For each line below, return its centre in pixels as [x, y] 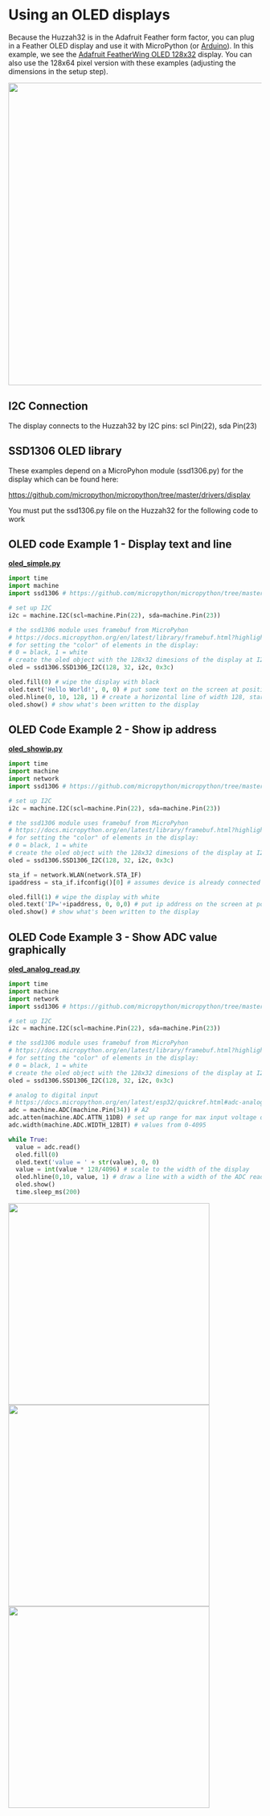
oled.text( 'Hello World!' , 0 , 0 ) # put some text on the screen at [124, 689]
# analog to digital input [53, 1095]
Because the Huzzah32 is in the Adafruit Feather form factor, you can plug [131, 37]
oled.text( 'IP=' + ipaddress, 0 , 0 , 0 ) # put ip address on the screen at [131, 905]
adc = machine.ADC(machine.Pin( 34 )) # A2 [79, 1110]
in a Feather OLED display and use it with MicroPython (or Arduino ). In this [131, 45]
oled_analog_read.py [44, 969]
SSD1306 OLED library [65, 451]
